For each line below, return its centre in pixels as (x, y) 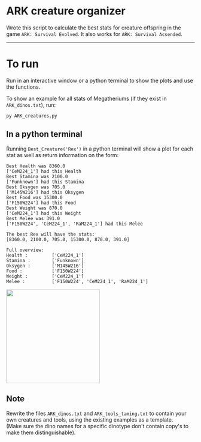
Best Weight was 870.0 (34, 208)
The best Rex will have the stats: (51, 234)
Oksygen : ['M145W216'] (45, 266)
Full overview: (25, 250)
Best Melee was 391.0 (33, 218)
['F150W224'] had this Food (41, 203)
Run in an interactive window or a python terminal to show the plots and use (100, 80)
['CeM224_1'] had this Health (44, 171)
